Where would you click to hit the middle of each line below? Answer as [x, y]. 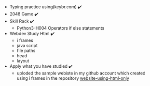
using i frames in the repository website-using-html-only [73, 78]
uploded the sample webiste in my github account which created [81, 73]
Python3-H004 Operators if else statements [61, 28]
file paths [26, 50]
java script [27, 45]
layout [23, 61]
